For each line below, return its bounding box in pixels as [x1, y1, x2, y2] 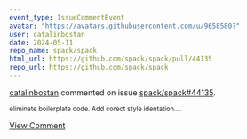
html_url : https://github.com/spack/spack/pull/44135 [9, 54, 213, 63]
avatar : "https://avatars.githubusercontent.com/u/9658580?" [9, 21, 241, 30]
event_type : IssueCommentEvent [9, 12, 125, 22]
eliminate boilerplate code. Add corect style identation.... [9, 104, 182, 113]
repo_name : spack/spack [9, 46, 98, 55]
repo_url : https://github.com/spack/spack [9, 63, 169, 72]
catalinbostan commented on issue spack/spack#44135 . [9, 86, 216, 98]
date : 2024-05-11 [9, 37, 74, 47]
